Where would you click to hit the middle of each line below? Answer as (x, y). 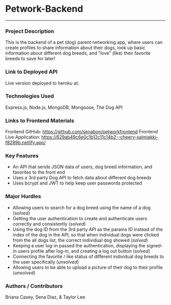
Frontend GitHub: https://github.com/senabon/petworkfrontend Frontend (82, 132)
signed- (154, 245)
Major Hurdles (23, 196)
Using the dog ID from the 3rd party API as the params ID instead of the (88, 229)
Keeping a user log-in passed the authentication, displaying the (79, 245)
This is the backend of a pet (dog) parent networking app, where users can (84, 42)
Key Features (22, 156)
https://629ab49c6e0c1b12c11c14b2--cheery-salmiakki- (100, 137)
